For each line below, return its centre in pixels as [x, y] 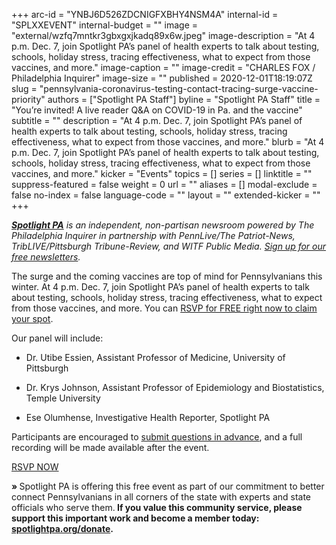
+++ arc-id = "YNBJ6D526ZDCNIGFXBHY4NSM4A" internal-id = [145, 14]
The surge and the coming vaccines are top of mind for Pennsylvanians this [167, 276]
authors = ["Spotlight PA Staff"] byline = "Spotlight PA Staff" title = [184, 99]
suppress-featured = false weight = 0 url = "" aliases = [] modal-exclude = [164, 184]
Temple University [63, 398]
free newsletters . [46, 257]
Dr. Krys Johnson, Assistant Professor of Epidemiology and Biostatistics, [175, 387]
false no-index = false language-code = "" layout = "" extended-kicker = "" [166, 195]
